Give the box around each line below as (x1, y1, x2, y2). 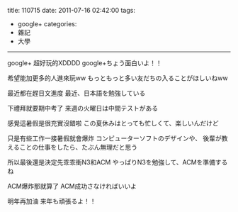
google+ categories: (17, 20, 77, 28)
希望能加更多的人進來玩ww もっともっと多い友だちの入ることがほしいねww (7, 74, 228, 82)
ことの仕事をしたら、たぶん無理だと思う (19, 143, 138, 151)
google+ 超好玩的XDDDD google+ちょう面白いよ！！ (7, 59, 163, 67)
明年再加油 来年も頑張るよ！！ (7, 197, 96, 205)
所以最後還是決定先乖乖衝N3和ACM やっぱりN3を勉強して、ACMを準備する (7, 158, 228, 166)
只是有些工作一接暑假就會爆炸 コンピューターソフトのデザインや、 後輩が (7, 134, 222, 143)
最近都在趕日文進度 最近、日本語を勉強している (7, 89, 146, 97)
